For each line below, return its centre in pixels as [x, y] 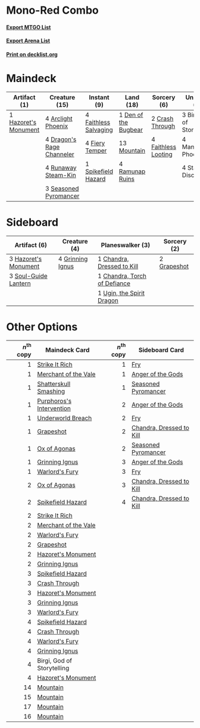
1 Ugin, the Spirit [121, 293]
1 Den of [131, 115]
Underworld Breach [65, 418]
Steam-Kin [60, 175]
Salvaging [99, 130]
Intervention [54, 408]
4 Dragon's [61, 139]
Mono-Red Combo [53, 10]
